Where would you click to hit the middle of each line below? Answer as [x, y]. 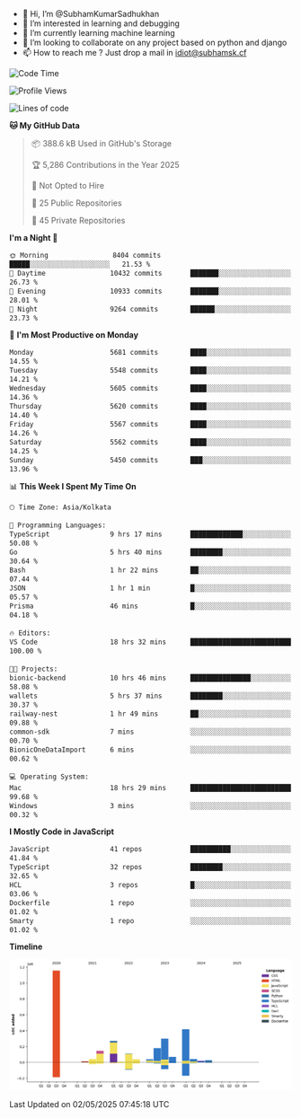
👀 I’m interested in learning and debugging [101, 23]
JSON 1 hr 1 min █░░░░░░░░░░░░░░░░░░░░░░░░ [150, 588]
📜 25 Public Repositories [77, 203]
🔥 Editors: [30, 633]
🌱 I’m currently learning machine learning [98, 33]
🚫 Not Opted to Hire [68, 185]
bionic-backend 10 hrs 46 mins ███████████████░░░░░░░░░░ [150, 678]
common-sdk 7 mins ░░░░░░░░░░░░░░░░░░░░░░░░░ [150, 732]
